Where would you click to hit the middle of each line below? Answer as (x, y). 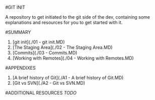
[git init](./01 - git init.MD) (39, 42)
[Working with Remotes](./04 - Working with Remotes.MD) (73, 58)
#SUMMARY (18, 32)
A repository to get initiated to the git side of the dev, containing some (77, 17)
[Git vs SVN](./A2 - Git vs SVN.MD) (49, 83)
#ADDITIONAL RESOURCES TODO (41, 93)
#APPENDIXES (21, 68)
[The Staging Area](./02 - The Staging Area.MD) (62, 47)
